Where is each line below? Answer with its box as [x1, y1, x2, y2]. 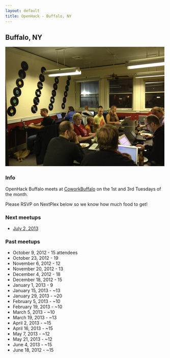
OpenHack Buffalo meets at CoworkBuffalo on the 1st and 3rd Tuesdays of [5, 186, 161, 192]
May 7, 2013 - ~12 [12, 331, 50, 337]
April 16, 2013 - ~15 [12, 325, 53, 332]
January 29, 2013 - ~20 [12, 293, 63, 299]
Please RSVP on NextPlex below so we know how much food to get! [5, 201, 148, 207]
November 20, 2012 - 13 [12, 266, 64, 272]
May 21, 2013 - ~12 [12, 336, 52, 342]
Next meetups [5, 214, 41, 221]
